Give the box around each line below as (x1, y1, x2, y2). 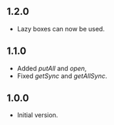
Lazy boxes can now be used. (16, 24, 105, 33)
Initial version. (16, 111, 58, 119)
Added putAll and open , (16, 64, 87, 72)
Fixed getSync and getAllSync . (16, 71, 108, 80)
